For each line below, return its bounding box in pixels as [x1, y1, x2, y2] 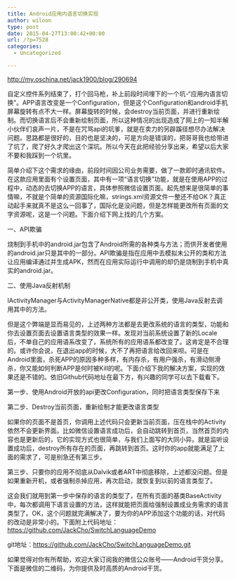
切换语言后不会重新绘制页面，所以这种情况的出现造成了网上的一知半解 [25, 115, 229, 124]
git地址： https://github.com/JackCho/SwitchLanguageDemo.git [7, 540, 191, 549]
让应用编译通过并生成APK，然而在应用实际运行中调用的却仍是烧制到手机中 [7, 257, 223, 266]
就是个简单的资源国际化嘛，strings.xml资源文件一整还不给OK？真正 [31, 192, 227, 201]
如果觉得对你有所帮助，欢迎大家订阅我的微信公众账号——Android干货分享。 [7, 555, 227, 564]
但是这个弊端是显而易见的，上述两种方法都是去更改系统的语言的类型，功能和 [7, 319, 229, 328]
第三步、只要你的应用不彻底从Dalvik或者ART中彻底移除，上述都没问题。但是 [7, 467, 228, 476]
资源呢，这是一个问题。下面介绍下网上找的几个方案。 [13, 210, 167, 218]
